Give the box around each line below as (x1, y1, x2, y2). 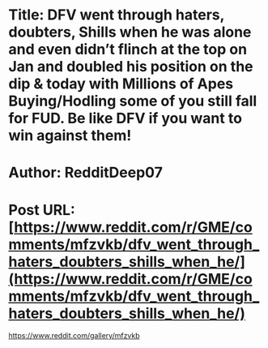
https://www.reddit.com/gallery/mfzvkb (8, 331, 140, 341)
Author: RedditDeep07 (8, 164, 164, 182)
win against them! (8, 127, 132, 145)
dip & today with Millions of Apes (8, 75, 234, 93)
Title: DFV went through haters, (8, 6, 225, 24)
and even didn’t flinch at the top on (8, 41, 248, 58)
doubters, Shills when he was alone (8, 23, 252, 41)
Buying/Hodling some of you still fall (8, 92, 257, 110)
